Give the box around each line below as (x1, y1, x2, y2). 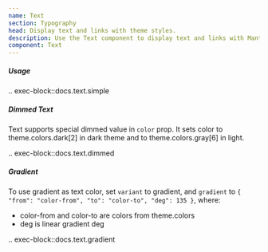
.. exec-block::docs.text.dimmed (8, 148, 115, 158)
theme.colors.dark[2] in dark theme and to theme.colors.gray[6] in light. (8, 133, 245, 143)
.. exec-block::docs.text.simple (8, 86, 110, 96)
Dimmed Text (8, 104, 53, 114)
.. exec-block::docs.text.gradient (8, 234, 116, 244)
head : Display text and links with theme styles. (8, 26, 177, 34)
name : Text (8, 11, 45, 20)
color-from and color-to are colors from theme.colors (19, 211, 195, 220)
